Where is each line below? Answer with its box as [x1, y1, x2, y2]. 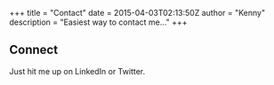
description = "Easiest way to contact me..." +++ [9, 17, 188, 27]
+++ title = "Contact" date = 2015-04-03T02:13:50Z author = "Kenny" [9, 8, 265, 18]
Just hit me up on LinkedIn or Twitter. [9, 66, 145, 76]
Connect [9, 42, 59, 58]
